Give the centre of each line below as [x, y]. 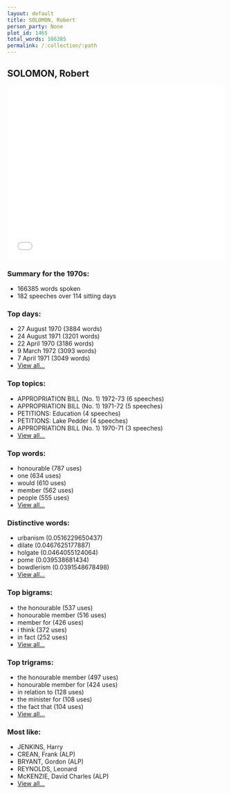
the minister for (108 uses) [55, 699]
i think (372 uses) [42, 630]
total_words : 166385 [37, 39]
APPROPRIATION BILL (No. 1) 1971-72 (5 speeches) [90, 406]
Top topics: [27, 384]
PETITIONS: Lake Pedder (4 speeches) [73, 420]
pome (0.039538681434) [53, 560]
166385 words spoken [49, 289]
